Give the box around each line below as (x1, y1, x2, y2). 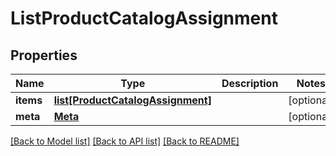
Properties (10, 47, 78, 64)
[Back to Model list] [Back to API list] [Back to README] (10, 135, 240, 147)
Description (221, 77, 279, 90)
